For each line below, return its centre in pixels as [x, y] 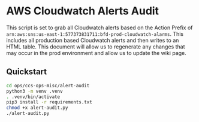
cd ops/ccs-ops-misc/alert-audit [48, 86]
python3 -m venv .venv [34, 91]
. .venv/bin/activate [33, 97]
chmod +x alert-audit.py [37, 108]
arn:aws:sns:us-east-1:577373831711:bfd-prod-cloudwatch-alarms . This [95, 33]
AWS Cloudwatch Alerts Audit [83, 11]
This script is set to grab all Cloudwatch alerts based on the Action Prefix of [99, 28]
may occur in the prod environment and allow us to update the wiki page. [97, 53]
